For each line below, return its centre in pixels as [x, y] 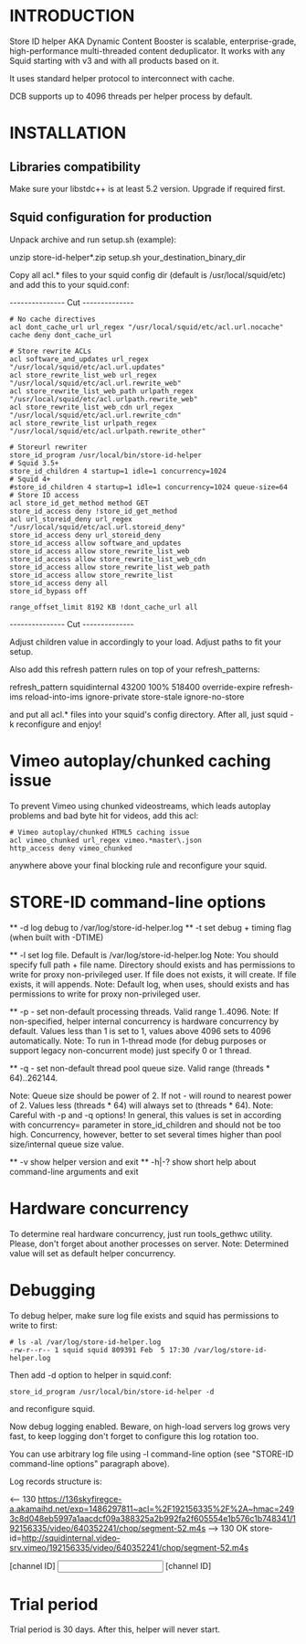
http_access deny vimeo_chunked [71, 848]
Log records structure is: [56, 1481]
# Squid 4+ [30, 479]
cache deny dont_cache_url [61, 335]
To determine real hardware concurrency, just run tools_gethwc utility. [141, 1233]
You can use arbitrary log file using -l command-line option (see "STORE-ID [152, 1454]
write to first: [33, 1325]
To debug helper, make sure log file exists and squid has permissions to [144, 1315]
